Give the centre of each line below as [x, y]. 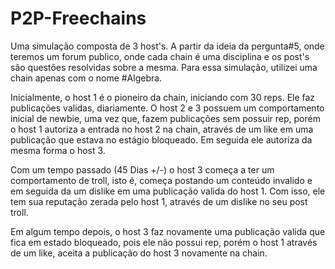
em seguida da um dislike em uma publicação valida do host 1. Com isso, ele [168, 191]
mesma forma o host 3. [58, 150]
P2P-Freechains [78, 18]
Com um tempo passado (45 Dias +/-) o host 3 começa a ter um [142, 169]
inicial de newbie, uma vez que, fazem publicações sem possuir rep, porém [165, 118]
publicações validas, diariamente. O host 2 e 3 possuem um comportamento [167, 108]
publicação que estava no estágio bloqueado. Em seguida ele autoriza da [161, 139]
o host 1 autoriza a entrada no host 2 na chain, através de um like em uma [162, 129]
